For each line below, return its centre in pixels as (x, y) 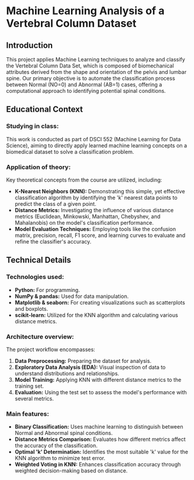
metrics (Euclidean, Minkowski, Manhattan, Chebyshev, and (88, 216)
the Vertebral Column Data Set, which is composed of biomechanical (90, 66)
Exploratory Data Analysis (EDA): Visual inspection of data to (90, 367)
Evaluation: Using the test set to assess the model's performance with (101, 392)
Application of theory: (38, 167)
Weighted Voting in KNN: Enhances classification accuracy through (98, 465)
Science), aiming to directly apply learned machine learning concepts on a (97, 145)
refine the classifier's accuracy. (53, 241)
